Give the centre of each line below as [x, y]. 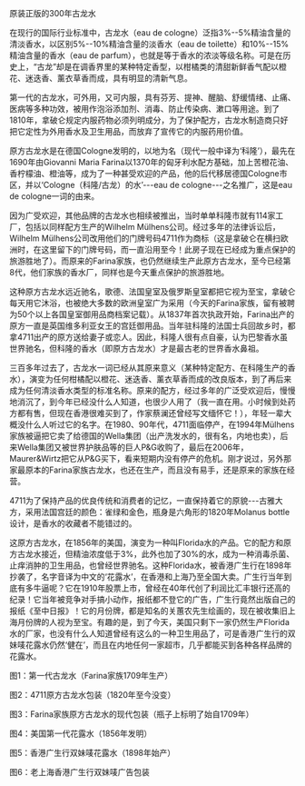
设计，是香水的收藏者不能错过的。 [73, 523]
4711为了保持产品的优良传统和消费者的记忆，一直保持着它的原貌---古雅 [142, 501]
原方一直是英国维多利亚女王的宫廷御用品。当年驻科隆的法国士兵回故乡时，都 [152, 326]
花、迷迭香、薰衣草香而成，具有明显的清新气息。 [101, 78]
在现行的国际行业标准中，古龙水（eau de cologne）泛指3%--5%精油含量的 [150, 33]
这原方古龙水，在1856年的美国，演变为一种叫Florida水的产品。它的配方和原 [151, 542]
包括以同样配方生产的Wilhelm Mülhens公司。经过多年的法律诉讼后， [153, 227]
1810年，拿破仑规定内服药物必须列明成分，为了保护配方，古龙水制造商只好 [149, 120]
